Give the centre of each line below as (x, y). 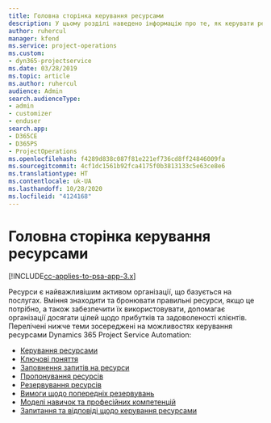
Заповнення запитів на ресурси (75, 367)
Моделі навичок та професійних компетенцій (98, 402)
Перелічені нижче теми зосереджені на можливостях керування (120, 326)
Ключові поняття (49, 359)
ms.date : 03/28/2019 (43, 69)
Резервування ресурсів (61, 384)
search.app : (28, 129)
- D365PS (23, 144)
